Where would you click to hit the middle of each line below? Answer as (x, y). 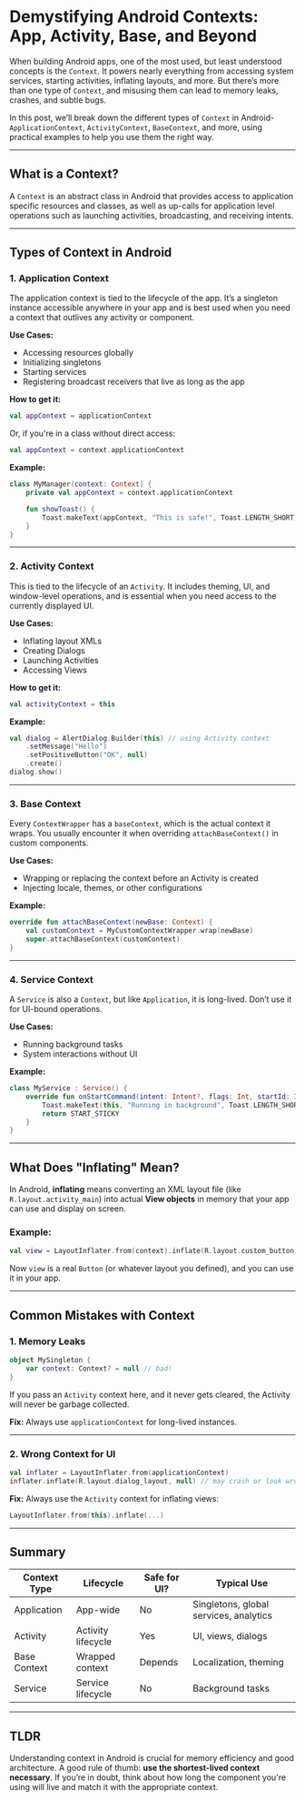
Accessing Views (55, 670)
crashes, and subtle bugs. (58, 100)
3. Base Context (45, 804)
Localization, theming (238, 1663)
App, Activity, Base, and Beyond (133, 36)
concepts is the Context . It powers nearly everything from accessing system (152, 71)
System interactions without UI (80, 1054)
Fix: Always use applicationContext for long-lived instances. (123, 1422)
